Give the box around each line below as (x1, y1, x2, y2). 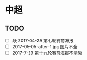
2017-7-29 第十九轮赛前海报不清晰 (12, 50, 82, 56)
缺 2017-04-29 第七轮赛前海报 (12, 38, 74, 43)
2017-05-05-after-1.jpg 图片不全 (12, 44, 78, 50)
